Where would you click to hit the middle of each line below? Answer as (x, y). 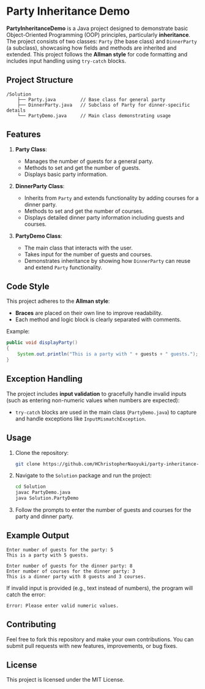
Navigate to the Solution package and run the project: (83, 476)
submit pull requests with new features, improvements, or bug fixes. (92, 645)
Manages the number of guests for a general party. (89, 161)
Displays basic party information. (66, 174)
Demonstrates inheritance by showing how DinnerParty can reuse (107, 261)
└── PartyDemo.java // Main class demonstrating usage (94, 116)
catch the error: (26, 594)
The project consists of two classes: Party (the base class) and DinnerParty (102, 41)
